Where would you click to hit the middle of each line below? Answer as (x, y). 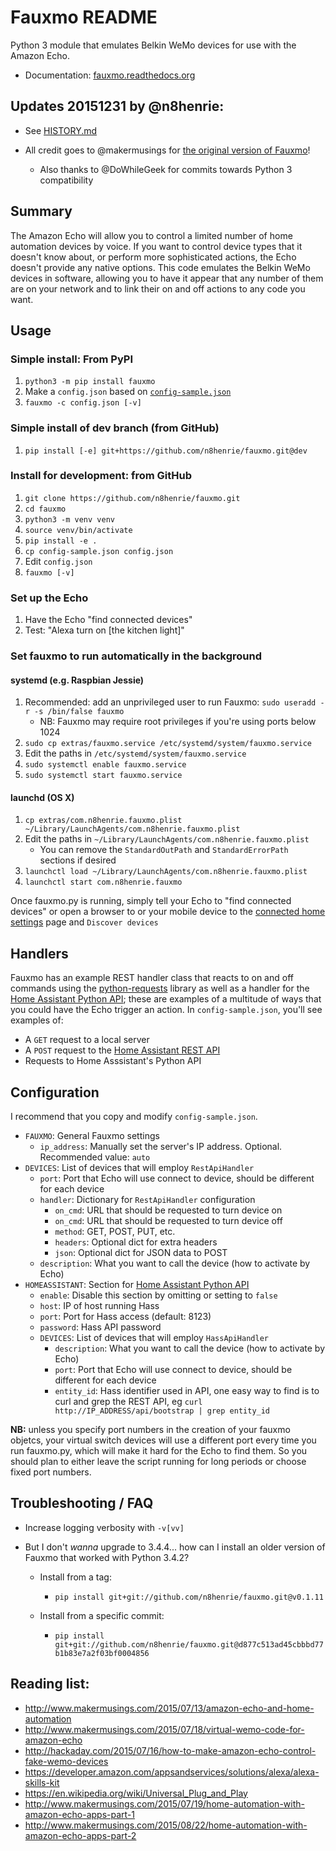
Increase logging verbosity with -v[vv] (104, 1527)
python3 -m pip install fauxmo (90, 382)
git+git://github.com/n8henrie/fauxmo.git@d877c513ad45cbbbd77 (189, 1644)
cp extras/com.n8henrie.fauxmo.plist (103, 821)
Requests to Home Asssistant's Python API (113, 1061)
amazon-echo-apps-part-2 (80, 1835)
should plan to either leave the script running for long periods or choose (158, 1462)
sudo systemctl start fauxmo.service (103, 776)
